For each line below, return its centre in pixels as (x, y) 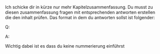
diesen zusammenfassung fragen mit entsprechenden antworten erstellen (80, 12)
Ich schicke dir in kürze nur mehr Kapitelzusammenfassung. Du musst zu (79, 7)
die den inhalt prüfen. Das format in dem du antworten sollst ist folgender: (80, 17)
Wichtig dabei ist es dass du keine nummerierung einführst (65, 46)
